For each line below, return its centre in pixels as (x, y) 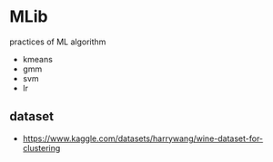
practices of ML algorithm (58, 42)
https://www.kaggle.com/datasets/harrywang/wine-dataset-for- (143, 138)
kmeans (37, 59)
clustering (41, 148)
